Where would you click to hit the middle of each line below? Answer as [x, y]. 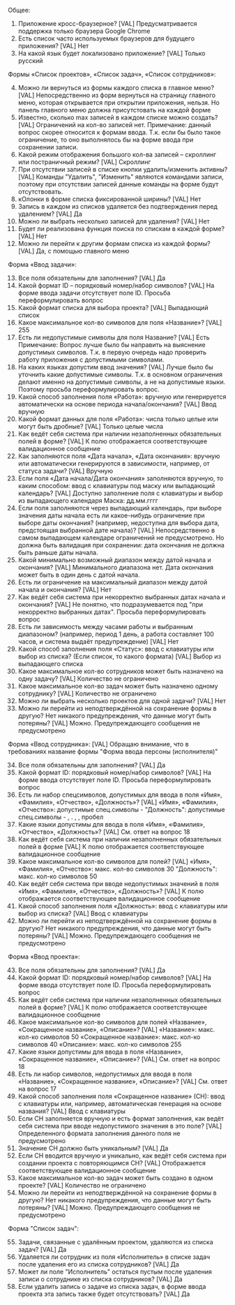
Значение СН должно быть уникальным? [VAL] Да [93, 1148]
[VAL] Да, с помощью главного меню [74, 251]
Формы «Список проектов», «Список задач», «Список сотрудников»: [112, 74]
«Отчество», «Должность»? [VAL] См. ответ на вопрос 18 [104, 832]
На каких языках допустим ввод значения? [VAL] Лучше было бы [115, 367]
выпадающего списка [51, 664]
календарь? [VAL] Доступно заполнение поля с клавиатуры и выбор [120, 493]
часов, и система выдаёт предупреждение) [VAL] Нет [98, 641]
